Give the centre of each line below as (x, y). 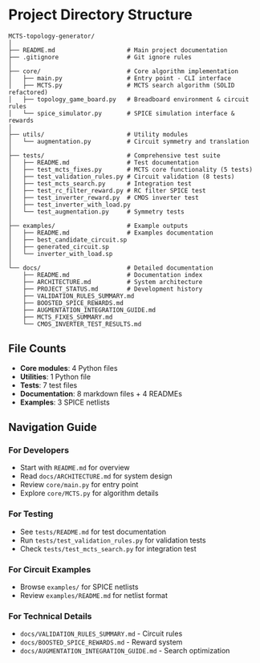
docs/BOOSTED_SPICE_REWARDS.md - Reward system (101, 642)
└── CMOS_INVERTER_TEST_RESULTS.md (82, 324)
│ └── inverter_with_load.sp (61, 254)
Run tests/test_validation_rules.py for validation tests (113, 540)
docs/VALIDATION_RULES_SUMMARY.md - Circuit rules (101, 634)
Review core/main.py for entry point (79, 485)
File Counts (37, 349)
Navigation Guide (53, 427)
